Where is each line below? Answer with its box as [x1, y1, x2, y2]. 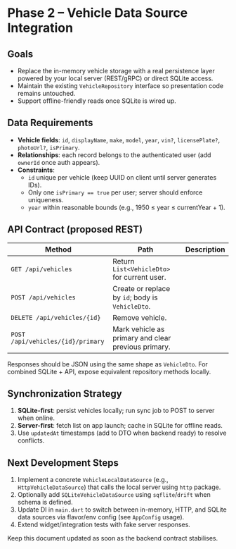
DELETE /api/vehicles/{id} [11, 314, 101, 321]
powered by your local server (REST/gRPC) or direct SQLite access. [17, 74, 214, 82]
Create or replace [112, 283, 171, 293]
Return [112, 256, 135, 266]
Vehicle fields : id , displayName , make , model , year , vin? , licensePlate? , [17, 135, 221, 144]
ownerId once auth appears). [17, 158, 100, 166]
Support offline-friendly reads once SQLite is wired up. [17, 97, 177, 105]
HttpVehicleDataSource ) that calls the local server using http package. [17, 483, 221, 491]
